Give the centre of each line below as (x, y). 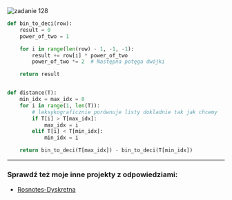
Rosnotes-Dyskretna (46, 190)
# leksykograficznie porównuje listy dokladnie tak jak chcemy (125, 112)
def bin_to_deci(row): (40, 24)
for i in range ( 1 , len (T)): (60, 106)
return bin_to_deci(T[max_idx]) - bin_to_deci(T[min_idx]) (106, 151)
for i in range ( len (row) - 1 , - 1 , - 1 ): (77, 49)
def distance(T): (32, 93)
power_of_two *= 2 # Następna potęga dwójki (99, 62)
